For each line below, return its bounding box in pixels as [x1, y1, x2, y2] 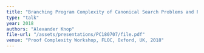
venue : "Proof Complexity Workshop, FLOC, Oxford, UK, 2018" [6, 37, 165, 43]
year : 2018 [6, 20, 34, 26]
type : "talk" [6, 15, 39, 21]
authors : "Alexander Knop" [6, 26, 75, 32]
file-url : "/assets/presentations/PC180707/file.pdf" [6, 32, 146, 38]
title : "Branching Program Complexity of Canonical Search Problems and [6, 9, 194, 15]
